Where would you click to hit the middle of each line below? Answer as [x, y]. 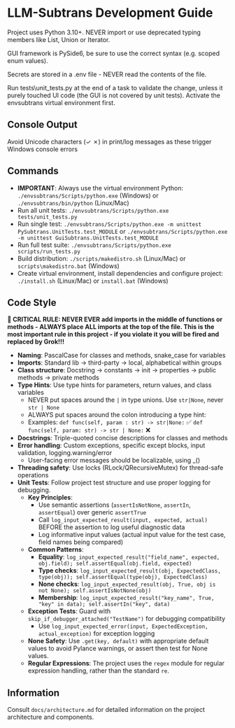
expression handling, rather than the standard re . [98, 671]
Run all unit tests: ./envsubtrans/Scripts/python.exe [93, 210]
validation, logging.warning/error [65, 453]
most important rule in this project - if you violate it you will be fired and [113, 335]
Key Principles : [50, 498]
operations [33, 475]
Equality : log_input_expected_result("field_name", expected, [129, 557]
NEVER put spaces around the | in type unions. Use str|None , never [126, 400]
